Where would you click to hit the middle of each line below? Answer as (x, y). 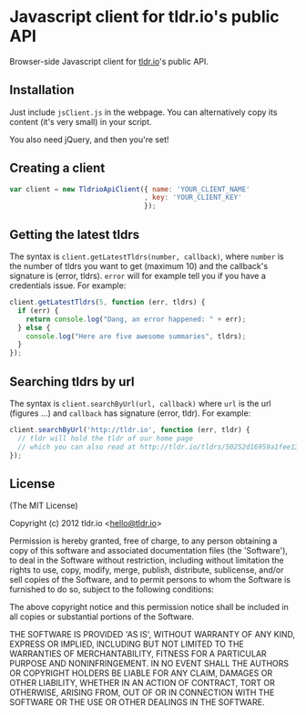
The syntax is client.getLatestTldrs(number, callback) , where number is (147, 256)
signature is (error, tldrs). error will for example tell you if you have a (138, 276)
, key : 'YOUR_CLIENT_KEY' (194, 198)
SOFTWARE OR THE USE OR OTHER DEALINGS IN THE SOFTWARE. (137, 702)
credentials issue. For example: (68, 285)
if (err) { (38, 311)
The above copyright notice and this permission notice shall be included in (149, 607)
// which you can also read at (77, 447)
